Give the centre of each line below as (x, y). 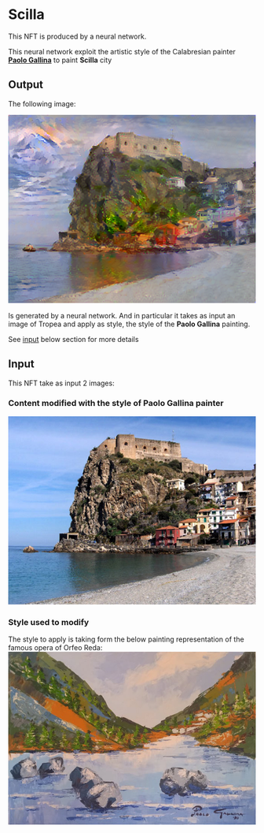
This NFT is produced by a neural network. (77, 36)
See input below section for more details (73, 339)
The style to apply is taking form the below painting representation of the (126, 639)
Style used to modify (49, 622)
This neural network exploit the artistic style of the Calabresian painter (122, 51)
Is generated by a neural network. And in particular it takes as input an (122, 315)
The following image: (42, 103)
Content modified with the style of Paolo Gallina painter (116, 403)
